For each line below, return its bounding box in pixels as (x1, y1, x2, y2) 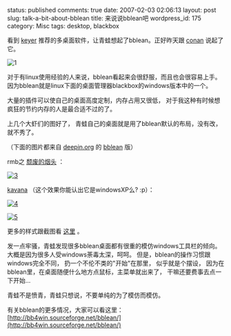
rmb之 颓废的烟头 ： (7, 158, 65, 165)
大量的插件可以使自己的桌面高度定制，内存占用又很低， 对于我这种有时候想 (7, 96, 221, 104)
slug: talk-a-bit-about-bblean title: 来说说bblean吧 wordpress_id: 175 (7, 14, 202, 22)
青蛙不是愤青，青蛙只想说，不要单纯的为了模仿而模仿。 (7, 291, 164, 299)
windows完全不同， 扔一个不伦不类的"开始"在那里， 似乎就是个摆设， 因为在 (7, 259, 225, 267)
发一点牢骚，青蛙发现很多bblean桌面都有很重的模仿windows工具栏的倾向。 (7, 242, 221, 250)
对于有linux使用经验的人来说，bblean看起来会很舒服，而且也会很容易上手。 (7, 73, 221, 81)
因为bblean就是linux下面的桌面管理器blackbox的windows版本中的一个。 (7, 82, 212, 89)
